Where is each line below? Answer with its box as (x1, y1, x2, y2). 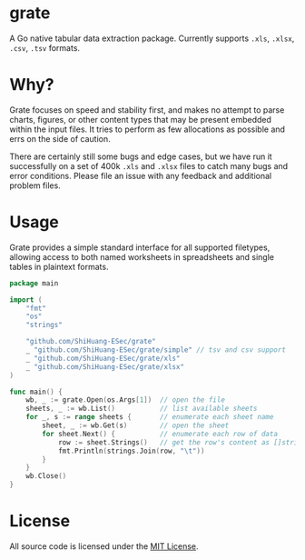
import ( (9, 295, 43, 305)
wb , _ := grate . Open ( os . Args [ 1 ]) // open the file (25, 395, 225, 405)
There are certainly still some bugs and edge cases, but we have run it (9, 151, 272, 162)
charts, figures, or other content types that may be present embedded (9, 114, 272, 125)
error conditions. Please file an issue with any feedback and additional (9, 170, 272, 181)
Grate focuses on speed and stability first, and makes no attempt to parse (9, 104, 285, 115)
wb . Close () (25, 472, 67, 481)
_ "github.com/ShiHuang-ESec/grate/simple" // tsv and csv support (25, 345, 286, 355)
